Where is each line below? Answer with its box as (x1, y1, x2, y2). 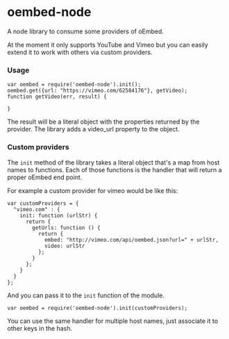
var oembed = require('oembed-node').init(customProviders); (7, 304, 188, 311)
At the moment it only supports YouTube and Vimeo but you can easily (7, 40, 208, 49)
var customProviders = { (7, 199, 79, 207)
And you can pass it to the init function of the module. (7, 291, 165, 299)
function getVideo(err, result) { (7, 93, 108, 101)
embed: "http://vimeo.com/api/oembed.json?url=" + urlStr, (44, 236, 219, 243)
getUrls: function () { (32, 224, 101, 231)
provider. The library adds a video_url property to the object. (7, 125, 180, 133)
